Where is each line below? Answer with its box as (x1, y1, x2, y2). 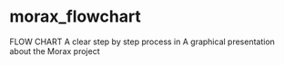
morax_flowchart (9, 6, 141, 27)
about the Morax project (9, 45, 100, 56)
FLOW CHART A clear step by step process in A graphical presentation (9, 36, 276, 47)
